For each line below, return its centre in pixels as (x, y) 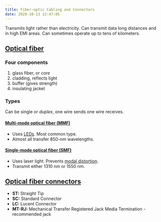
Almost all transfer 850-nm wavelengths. (53, 139)
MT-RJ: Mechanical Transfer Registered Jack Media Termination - (79, 209)
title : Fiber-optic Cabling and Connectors (50, 10)
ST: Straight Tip (28, 193)
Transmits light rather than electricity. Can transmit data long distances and (81, 28)
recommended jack (31, 214)
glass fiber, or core (31, 73)
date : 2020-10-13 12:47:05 (32, 14)
